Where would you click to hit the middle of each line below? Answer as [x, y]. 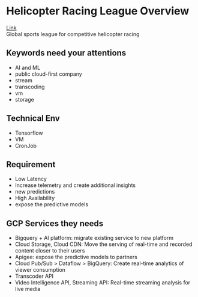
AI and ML [28, 67]
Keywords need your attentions [66, 53]
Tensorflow [29, 133]
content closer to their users [50, 251]
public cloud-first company [48, 74]
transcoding [30, 87]
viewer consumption [40, 270]
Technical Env [33, 118]
